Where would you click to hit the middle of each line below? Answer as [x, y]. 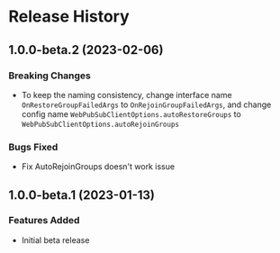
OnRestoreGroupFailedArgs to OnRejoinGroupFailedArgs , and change [146, 104]
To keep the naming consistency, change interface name [126, 95]
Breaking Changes [50, 76]
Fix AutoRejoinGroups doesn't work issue [98, 167]
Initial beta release [55, 239]
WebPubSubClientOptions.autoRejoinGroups [100, 124]
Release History [69, 17]
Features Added [44, 221]
